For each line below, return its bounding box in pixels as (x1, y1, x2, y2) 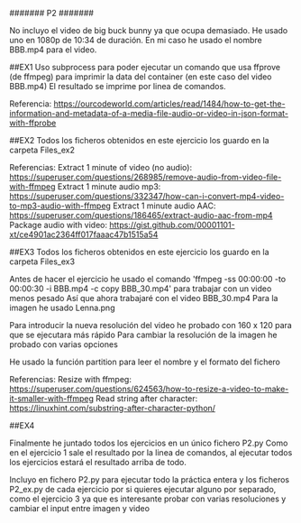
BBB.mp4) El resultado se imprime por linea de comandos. (9, 81, 227, 91)
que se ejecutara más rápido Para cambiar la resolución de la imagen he (9, 329, 278, 340)
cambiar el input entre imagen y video (9, 503, 150, 513)
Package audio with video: (9, 220, 108, 230)
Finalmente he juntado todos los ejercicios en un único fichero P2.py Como (9, 437, 288, 448)
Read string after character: (96, 393, 198, 404)
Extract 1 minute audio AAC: (112, 200, 216, 211)
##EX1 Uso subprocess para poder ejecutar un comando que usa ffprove (9, 62, 281, 72)
